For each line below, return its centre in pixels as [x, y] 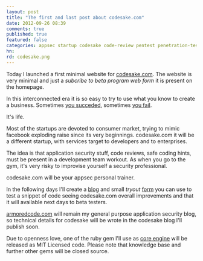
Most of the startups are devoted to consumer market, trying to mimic [93, 128]
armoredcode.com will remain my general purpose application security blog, [101, 214]
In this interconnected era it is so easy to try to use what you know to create [101, 98]
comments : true [25, 29]
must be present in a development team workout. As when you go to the [96, 159]
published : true [27, 34]
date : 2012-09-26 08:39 [36, 23]
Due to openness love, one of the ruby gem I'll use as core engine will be [97, 238]
